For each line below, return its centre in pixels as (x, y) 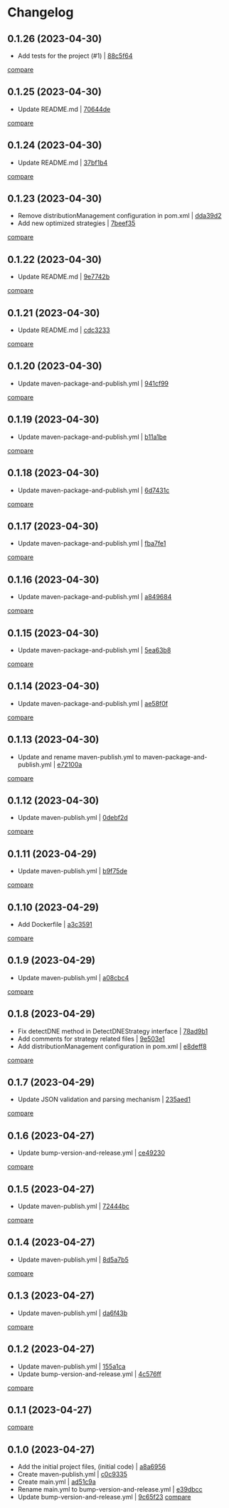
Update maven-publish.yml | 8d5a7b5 (73, 1259)
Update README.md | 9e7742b (64, 277)
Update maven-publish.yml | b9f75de (73, 871)
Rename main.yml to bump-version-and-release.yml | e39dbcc (110, 1489)
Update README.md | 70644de (64, 109)
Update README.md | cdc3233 (64, 330)
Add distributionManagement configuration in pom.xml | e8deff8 (112, 1046)
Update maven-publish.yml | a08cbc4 (73, 977)
